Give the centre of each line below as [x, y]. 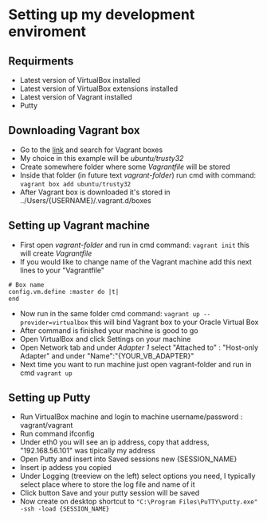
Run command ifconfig [57, 434]
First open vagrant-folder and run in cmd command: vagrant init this [134, 245]
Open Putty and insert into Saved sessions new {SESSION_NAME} [128, 459]
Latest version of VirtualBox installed [80, 80]
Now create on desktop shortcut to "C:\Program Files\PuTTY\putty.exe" [139, 501]
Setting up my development [102, 15]
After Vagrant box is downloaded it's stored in [95, 192]
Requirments [41, 61]
